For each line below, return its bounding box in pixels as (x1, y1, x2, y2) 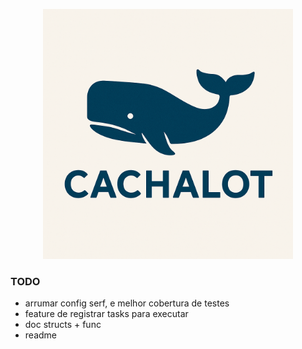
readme (24, 329, 57, 341)
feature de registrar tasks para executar (24, 308, 189, 320)
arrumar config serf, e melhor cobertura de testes (24, 297, 230, 309)
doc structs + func (24, 319, 102, 331)
